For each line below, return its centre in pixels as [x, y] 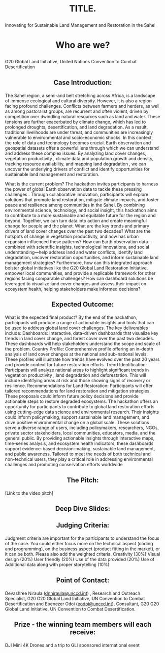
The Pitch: [83, 480]
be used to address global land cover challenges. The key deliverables [77, 328]
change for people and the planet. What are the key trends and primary [77, 226]
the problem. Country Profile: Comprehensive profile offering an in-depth [79, 349]
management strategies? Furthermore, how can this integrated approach [79, 262]
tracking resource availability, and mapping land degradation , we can [76, 164]
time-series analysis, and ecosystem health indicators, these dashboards [79, 443]
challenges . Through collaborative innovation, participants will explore [77, 194]
